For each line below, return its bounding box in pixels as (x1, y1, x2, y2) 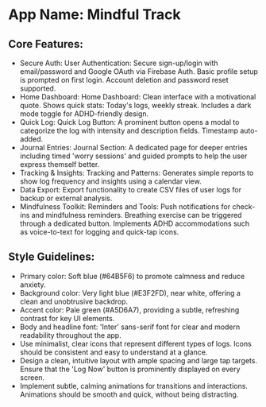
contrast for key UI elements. (19, 313, 115, 323)
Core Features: (8, 37, 83, 51)
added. (19, 134, 44, 144)
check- (232, 202, 256, 211)
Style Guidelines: (8, 250, 95, 264)
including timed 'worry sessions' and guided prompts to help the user (19, 151, 248, 161)
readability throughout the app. (19, 330, 121, 339)
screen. (19, 372, 45, 382)
